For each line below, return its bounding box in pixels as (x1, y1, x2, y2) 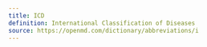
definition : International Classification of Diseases (8, 19, 196, 27)
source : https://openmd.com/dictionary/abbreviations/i (8, 26, 199, 34)
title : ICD (8, 11, 45, 20)
